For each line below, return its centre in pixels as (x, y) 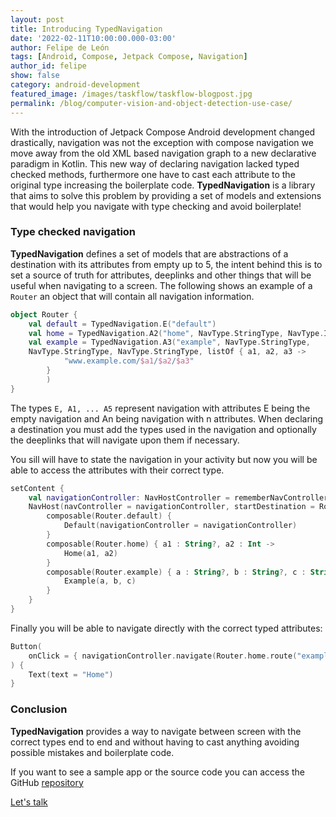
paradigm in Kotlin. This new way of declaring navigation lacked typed (155, 163)
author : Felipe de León (60, 47)
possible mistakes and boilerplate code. (92, 752)
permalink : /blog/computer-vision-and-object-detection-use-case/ (151, 103)
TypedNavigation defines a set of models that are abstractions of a (149, 253)
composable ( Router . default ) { (109, 516)
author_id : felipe (48, 66)
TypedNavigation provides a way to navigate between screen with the (156, 731)
